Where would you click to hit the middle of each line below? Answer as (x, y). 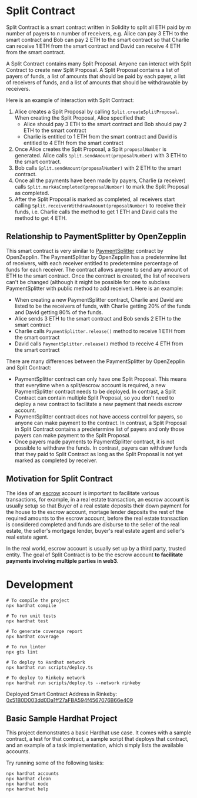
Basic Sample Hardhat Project (62, 718)
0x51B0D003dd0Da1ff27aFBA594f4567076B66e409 (70, 700)
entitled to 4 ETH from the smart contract (73, 143)
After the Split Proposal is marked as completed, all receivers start (95, 199)
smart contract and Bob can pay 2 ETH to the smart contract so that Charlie (98, 39)
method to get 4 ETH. (41, 218)
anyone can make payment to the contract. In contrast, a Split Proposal (101, 423)
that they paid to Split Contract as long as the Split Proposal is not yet (98, 454)
